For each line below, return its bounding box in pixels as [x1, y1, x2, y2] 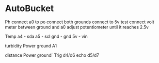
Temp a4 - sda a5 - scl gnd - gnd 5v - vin [5, 33, 88, 39]
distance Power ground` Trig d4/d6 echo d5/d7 [5, 52, 99, 58]
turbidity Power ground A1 [5, 43, 57, 48]
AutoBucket [5, 3, 54, 14]
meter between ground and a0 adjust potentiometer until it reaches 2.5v [5, 24, 149, 30]
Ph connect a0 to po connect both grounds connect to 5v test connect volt [5, 19, 154, 25]
